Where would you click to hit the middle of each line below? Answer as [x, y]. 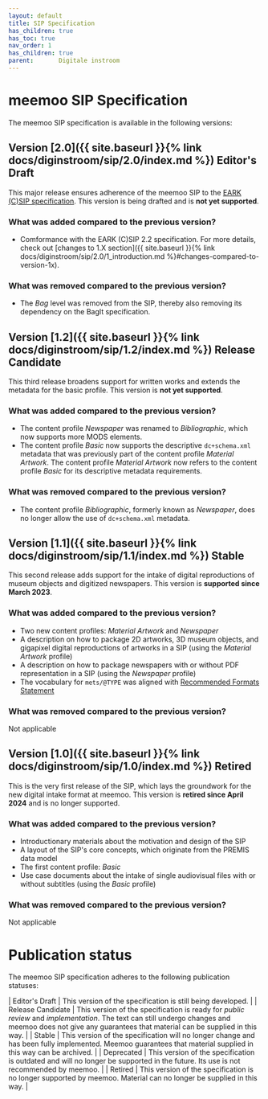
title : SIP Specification [51, 23]
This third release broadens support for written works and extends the [124, 382]
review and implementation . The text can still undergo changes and [120, 1019]
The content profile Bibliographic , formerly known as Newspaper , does [137, 509]
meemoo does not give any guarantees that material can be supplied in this [133, 1027]
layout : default [35, 16]
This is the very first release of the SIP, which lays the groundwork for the [130, 785]
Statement [37, 690]
